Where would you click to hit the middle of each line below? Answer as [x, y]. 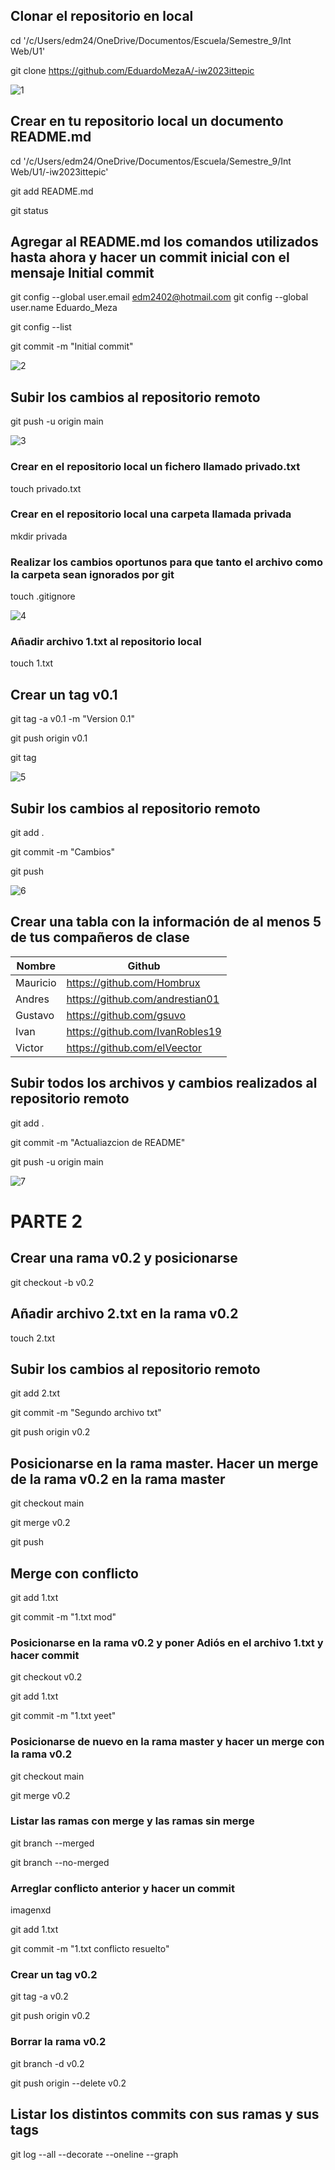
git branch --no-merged [60, 1862]
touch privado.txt [46, 488]
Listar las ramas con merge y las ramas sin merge [132, 1821]
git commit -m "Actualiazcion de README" [98, 1142]
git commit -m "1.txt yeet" [63, 1716]
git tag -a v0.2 [39, 1996]
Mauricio [36, 982]
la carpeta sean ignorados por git [92, 574]
